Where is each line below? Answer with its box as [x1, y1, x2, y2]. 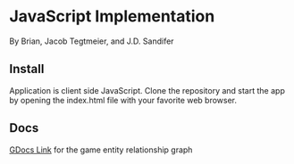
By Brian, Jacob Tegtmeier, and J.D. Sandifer [9, 36, 174, 46]
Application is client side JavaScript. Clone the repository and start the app [9, 85, 286, 95]
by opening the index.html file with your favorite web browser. [9, 94, 238, 105]
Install [9, 61, 45, 77]
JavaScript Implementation [9, 6, 215, 27]
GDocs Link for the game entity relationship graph [9, 144, 193, 155]
